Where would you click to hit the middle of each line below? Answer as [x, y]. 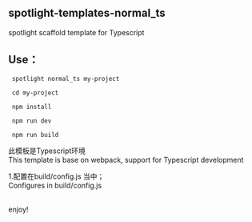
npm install [32, 107]
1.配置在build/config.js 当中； [56, 176]
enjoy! [18, 209]
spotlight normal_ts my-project [66, 79]
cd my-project [35, 93]
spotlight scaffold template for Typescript [76, 32]
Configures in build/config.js [55, 185]
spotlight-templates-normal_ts [87, 13]
